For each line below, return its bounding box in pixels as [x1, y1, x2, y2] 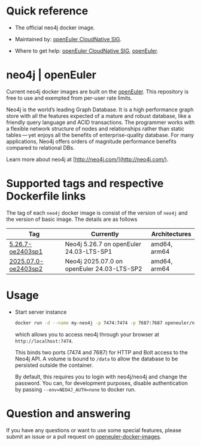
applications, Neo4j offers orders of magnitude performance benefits [6, 138, 176, 145]
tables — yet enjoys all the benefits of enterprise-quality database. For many [6, 131, 194, 138]
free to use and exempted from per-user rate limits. [6, 94, 133, 101]
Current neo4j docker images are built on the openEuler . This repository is [6, 88, 189, 95]
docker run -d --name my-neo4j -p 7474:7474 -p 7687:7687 [14, 320, 163, 326]
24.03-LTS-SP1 [65, 247, 112, 256]
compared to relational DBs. [6, 144, 75, 151]
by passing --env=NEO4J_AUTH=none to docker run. [14, 386, 136, 393]
